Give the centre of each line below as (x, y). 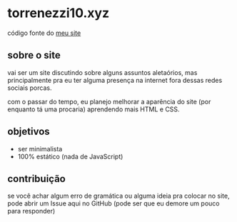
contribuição (36, 179)
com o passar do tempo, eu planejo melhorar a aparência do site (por (109, 101)
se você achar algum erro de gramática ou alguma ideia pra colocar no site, (118, 196)
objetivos (29, 132)
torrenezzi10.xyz (58, 13)
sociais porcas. (30, 88)
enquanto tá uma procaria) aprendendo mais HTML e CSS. (94, 109)
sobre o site (34, 55)
